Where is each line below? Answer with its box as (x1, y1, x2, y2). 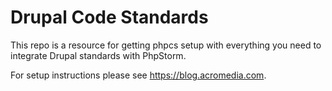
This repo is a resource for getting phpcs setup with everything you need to (10, 39, 322, 51)
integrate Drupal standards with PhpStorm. (10, 49, 187, 61)
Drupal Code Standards (10, 6, 209, 29)
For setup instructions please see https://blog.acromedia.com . (10, 69, 267, 81)
